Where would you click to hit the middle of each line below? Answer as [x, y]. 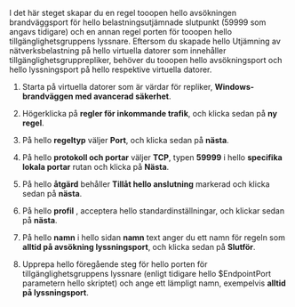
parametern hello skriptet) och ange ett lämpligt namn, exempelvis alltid [154, 283]
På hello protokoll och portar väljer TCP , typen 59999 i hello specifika [152, 158]
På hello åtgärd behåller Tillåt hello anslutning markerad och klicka [146, 184]
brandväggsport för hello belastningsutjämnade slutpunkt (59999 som [138, 22]
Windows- [235, 87]
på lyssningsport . [55, 292]
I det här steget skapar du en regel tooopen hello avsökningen [123, 13]
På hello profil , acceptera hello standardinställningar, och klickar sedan [153, 211]
